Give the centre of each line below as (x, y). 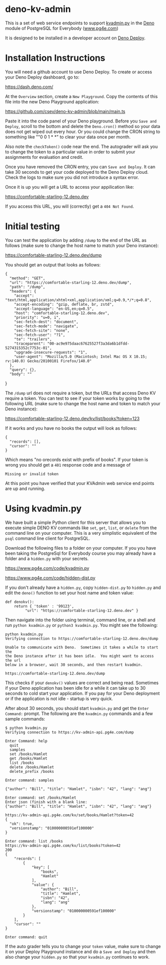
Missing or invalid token (32, 474)
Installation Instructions (55, 58)
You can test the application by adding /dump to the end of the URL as (76, 240)
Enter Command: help (27, 741)
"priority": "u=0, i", (37, 317)
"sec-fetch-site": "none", (42, 330)
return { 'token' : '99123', (44, 606)
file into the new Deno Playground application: (52, 102)
